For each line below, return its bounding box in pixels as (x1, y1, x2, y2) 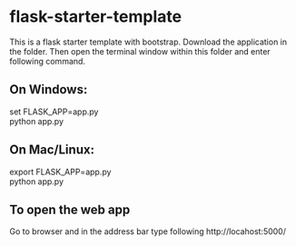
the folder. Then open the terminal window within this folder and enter (9, 45, 271, 56)
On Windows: (9, 82, 88, 97)
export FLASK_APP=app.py (9, 166, 112, 177)
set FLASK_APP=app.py (9, 106, 99, 117)
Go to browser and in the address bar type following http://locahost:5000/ (9, 226, 286, 237)
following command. (9, 55, 86, 66)
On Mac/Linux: (9, 143, 95, 158)
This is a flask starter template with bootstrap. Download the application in (9, 36, 288, 47)
